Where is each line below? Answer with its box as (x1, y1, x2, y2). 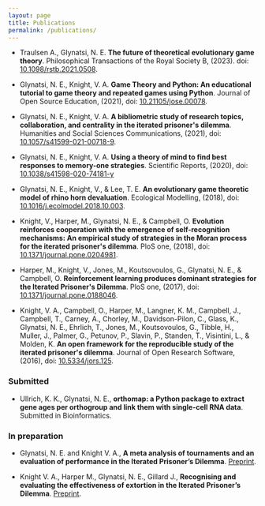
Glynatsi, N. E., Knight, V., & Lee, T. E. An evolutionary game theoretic (19, 185, 249, 194)
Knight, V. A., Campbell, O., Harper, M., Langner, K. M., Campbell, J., (19, 305, 241, 316)
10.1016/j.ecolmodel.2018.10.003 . (19, 201, 126, 211)
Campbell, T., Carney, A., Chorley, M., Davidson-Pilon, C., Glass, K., (19, 314, 239, 324)
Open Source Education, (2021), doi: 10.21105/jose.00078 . (19, 96, 207, 107)
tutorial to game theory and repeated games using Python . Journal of (19, 88, 251, 98)
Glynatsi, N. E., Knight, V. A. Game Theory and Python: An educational (19, 80, 252, 89)
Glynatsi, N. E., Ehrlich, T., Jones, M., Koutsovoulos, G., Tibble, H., (19, 323, 234, 332)
